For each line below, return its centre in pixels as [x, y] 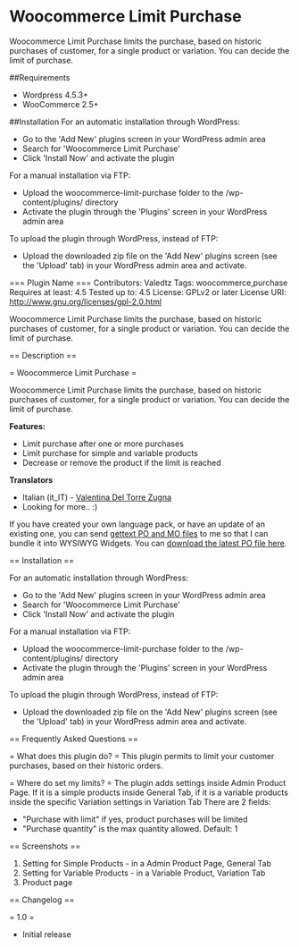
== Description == [43, 355]
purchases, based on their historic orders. [86, 765]
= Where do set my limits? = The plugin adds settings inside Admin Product [148, 782]
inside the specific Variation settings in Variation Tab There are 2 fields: [140, 801]
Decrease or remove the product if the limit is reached [121, 462]
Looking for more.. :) [60, 506]
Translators [31, 479]
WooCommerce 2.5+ [61, 104]
